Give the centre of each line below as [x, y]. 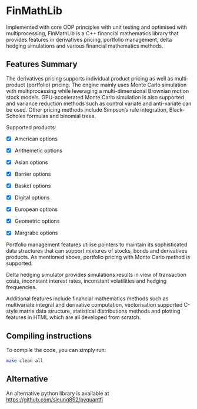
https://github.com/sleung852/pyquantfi [55, 399]
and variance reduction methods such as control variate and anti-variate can [99, 103]
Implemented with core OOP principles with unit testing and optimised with [96, 27]
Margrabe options [36, 233]
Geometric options [37, 221]
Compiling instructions [49, 336]
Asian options [31, 162]
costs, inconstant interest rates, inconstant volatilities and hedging [86, 281]
